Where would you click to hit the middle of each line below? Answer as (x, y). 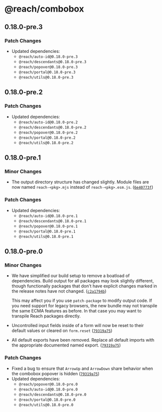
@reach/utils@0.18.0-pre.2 (46, 143)
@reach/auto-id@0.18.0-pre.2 (48, 122)
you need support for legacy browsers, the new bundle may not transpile (84, 306)
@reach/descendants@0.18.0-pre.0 (53, 395)
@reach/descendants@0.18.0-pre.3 (53, 62)
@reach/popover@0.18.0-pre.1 (48, 226)
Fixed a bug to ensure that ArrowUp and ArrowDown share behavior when (82, 368)
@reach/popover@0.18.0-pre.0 (48, 384)
